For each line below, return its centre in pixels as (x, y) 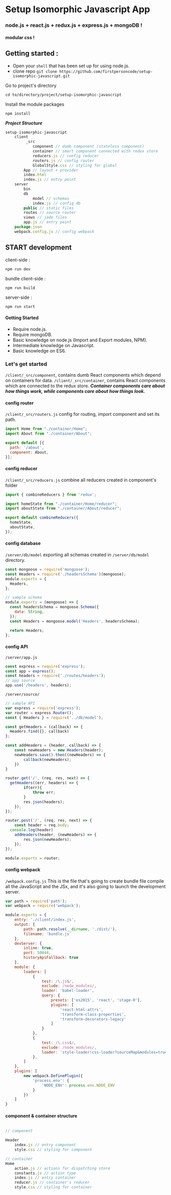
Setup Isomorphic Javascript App (78, 9)
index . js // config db (56, 203)
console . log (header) (32, 830)
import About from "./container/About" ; (49, 434)
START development (39, 248)
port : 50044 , (37, 953)
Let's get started (26, 364)
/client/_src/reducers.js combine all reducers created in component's (81, 480)
